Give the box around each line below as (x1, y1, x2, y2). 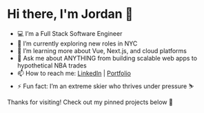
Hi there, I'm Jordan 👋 (7, 6, 134, 22)
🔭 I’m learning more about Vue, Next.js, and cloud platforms (17, 46, 187, 54)
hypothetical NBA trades (17, 61, 88, 70)
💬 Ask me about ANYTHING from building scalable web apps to (17, 54, 198, 62)
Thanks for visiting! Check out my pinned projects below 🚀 (7, 98, 174, 106)
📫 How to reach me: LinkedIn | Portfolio (17, 69, 131, 77)
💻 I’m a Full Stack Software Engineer (17, 29, 123, 37)
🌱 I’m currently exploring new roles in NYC (17, 39, 138, 48)
